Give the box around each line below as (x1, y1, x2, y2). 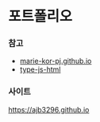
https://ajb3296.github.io (8, 104, 90, 114)
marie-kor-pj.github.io (19, 57, 92, 66)
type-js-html (19, 65, 61, 74)
